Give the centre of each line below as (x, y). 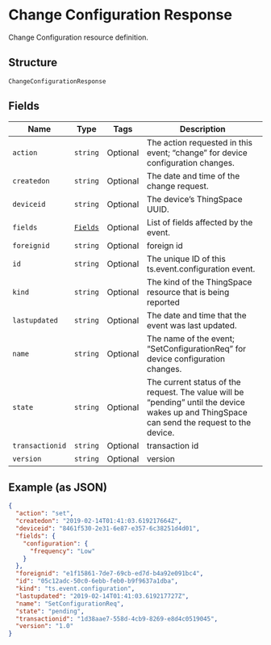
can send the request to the (199, 422)
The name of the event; (191, 339)
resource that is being (188, 292)
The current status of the (194, 382)
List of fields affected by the (200, 222)
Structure (33, 63)
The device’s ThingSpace (195, 199)
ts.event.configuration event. (201, 268)
